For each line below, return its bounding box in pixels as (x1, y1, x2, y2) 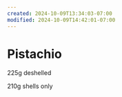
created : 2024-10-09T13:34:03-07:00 (7, 10, 112, 17)
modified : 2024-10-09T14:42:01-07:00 (7, 17, 116, 23)
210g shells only (7, 82, 53, 90)
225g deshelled (7, 69, 52, 77)
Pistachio (7, 46, 62, 62)
